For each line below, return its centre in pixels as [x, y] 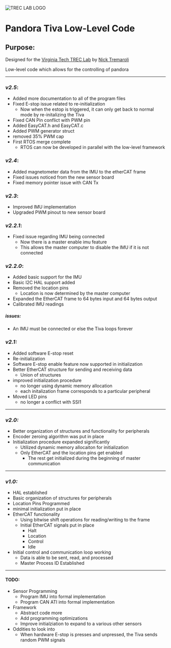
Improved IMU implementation [44, 207]
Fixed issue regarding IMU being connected [59, 237]
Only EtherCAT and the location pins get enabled [71, 453]
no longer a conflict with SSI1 [51, 402]
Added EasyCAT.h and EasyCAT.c [48, 126]
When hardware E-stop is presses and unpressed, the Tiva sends [89, 634]
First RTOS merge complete [42, 142]
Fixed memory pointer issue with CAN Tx [55, 182]
